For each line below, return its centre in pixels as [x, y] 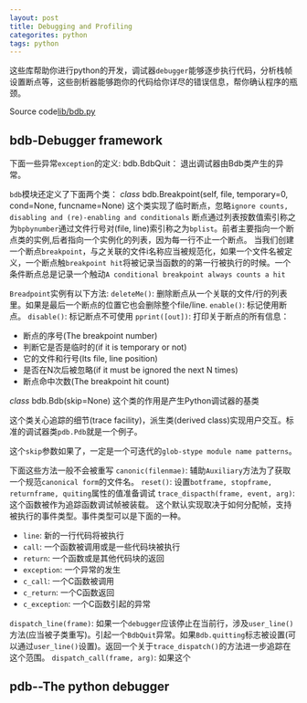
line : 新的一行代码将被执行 [74, 536]
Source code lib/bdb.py [53, 111]
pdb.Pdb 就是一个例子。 [101, 432]
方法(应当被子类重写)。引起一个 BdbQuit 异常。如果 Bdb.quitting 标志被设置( [149, 635]
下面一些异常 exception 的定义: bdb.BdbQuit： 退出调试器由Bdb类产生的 [143, 163]
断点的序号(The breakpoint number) [90, 336]
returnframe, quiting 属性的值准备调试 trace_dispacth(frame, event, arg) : [152, 493]
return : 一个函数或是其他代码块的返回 [93, 559]
